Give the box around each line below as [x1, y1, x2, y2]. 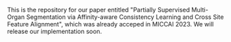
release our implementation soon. [7, 27, 102, 35]
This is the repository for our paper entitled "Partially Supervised [7, 6, 190, 14]
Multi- [191, 6, 208, 14]
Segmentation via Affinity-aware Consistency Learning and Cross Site [26, 13, 224, 21]
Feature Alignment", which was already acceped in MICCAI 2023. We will [7, 20, 214, 28]
